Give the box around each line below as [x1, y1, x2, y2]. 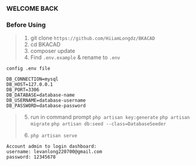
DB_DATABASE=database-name [6, 92, 75, 99]
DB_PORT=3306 [6, 87, 40, 93]
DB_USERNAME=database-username [6, 97, 86, 104]
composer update [30, 47, 75, 55]
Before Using [6, 20, 46, 29]
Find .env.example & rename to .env [30, 54, 120, 61]
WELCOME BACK [6, 4, 59, 13]
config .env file [6, 66, 51, 72]
